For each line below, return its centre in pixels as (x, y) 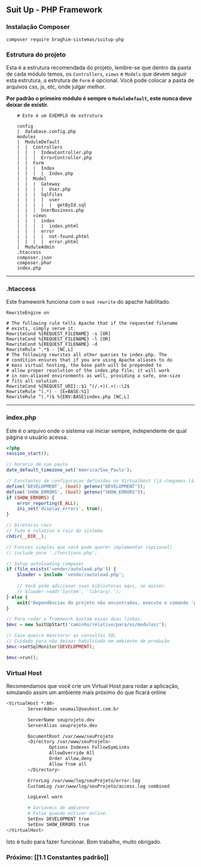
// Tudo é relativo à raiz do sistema (54, 531)
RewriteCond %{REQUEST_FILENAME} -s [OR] (59, 334)
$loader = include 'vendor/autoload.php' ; (71, 575)
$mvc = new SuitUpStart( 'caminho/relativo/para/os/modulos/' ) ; (87, 625)
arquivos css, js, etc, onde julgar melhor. (56, 86)
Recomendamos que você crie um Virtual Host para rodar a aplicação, (93, 686)
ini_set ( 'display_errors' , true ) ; (60, 509)
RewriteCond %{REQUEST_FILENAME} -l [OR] (59, 339)
